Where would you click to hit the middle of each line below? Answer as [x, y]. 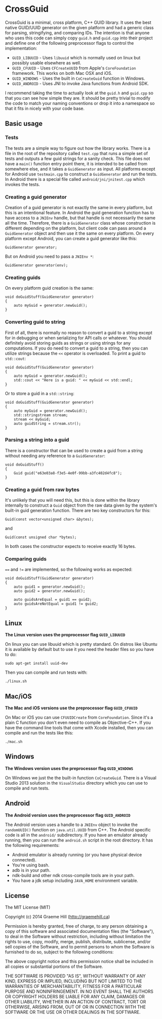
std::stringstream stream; [41, 415]
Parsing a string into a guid [37, 440]
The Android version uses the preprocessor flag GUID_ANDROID [68, 815]
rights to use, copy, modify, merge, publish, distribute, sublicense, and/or [78, 942]
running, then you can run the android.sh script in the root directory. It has [79, 840]
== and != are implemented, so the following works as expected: [69, 569]
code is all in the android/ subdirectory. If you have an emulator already [76, 835]
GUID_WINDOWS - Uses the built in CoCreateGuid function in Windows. [79, 78]
